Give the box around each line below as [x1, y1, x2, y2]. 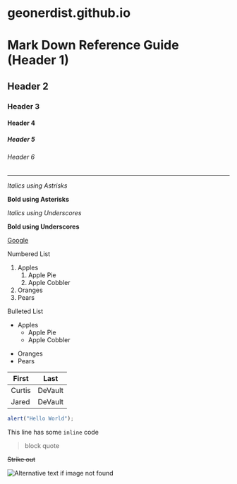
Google [7, 236, 29, 244]
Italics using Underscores [7, 208, 82, 217]
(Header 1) [7, 52, 69, 68]
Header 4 [7, 119, 35, 128]
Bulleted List [7, 307, 44, 315]
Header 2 [7, 80, 49, 92]
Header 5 [7, 135, 35, 143]
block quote [24, 441, 60, 449]
